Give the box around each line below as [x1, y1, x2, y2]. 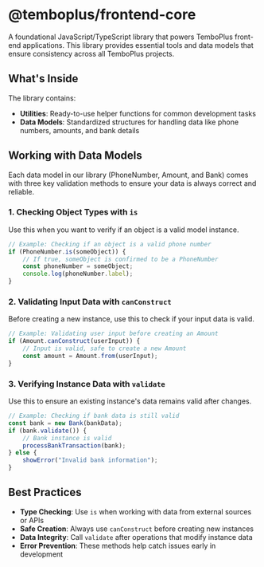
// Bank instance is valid [22, 434, 112, 442]
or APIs [19, 515, 45, 525]
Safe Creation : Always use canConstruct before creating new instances [19, 524, 254, 534]
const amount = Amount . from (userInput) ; [22, 352, 158, 360]
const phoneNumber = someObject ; [22, 262, 134, 270]
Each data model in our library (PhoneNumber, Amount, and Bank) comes [8, 170, 249, 179]
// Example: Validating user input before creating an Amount [8, 329, 219, 338]
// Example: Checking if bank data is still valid [8, 412, 180, 420]
